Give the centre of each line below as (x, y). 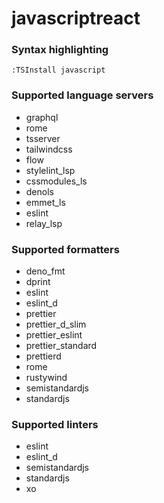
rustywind (46, 378)
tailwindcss (49, 149)
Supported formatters (65, 249)
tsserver (43, 138)
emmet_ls (45, 202)
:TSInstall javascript (58, 70)
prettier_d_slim (56, 324)
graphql (42, 117)
